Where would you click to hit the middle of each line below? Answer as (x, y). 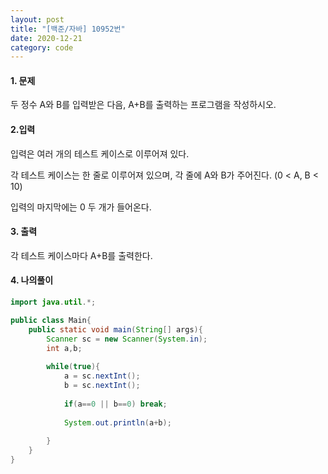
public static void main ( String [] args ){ (115, 329)
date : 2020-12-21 (46, 38)
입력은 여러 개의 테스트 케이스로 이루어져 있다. (100, 153)
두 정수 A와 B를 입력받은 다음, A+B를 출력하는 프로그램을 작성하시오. (143, 105)
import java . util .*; (53, 302)
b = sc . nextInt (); (102, 386)
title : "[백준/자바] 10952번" (68, 29)
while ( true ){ (73, 367)
